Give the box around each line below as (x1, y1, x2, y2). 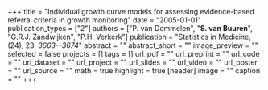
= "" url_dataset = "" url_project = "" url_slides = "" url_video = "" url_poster (7, 57, 258, 67)
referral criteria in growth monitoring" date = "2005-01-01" (7, 15, 202, 25)
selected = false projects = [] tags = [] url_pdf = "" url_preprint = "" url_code (7, 49, 260, 58)
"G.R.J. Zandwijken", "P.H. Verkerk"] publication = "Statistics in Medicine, (7, 32, 251, 41)
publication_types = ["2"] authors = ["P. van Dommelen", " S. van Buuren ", (7, 24, 253, 33)
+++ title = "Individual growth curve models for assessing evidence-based (7, 7, 254, 16)
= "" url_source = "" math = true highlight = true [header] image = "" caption (7, 66, 261, 75)
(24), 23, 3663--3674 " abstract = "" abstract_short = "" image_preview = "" (7, 41, 259, 50)
